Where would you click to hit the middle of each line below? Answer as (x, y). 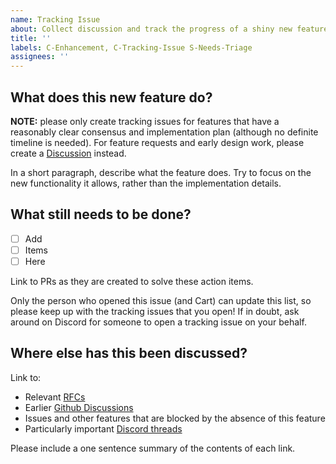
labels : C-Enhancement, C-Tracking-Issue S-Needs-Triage (131, 47)
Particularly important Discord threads (103, 428)
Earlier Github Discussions (79, 407)
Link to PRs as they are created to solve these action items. (132, 281)
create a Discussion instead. (68, 153)
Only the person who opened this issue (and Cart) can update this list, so (161, 300)
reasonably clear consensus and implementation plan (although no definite (164, 132)
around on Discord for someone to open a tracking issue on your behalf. (158, 322)
